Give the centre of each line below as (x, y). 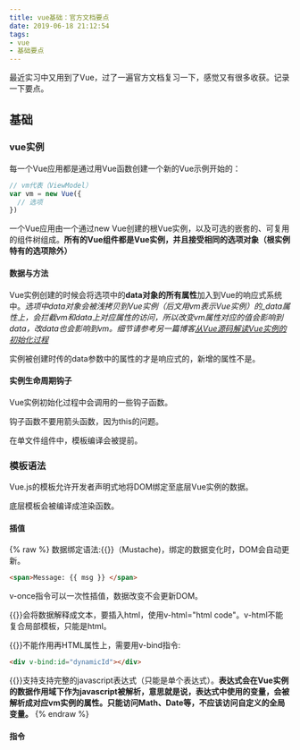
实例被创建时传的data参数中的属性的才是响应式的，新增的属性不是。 (135, 358)
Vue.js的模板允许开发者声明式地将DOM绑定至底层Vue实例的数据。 (131, 487)
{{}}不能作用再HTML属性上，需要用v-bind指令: (95, 645)
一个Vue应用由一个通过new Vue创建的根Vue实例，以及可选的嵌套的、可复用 (150, 228)
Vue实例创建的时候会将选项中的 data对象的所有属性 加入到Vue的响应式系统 (146, 294)
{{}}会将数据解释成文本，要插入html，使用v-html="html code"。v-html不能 (146, 615)
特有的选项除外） (41, 251)
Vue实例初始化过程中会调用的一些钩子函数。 (91, 402)
